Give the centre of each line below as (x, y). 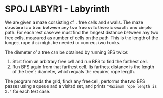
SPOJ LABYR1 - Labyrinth (57, 9)
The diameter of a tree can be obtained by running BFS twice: (67, 52)
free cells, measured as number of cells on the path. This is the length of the (81, 38)
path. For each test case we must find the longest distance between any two (82, 32)
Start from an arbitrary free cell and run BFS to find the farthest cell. (80, 61)
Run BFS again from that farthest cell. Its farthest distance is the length (83, 67)
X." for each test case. (28, 91)
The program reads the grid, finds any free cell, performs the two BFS (75, 81)
